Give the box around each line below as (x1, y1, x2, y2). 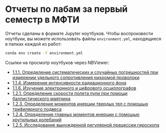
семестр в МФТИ (5, 14, 80, 25)
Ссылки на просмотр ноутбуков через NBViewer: (5, 60, 110, 66)
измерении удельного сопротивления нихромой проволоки (12, 74, 140, 80)
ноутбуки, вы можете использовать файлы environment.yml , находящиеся (5, 36, 162, 42)
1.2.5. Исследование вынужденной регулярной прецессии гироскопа (12, 122, 160, 128)
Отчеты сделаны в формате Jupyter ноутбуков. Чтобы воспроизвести (5, 30, 153, 36)
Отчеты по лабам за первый (5, 3, 128, 15)
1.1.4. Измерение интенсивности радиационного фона (12, 79, 126, 85)
